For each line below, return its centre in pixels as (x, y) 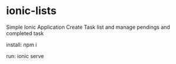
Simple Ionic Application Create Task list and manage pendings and (88, 27)
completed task (25, 33)
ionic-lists (31, 11)
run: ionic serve (25, 56)
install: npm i (22, 45)
